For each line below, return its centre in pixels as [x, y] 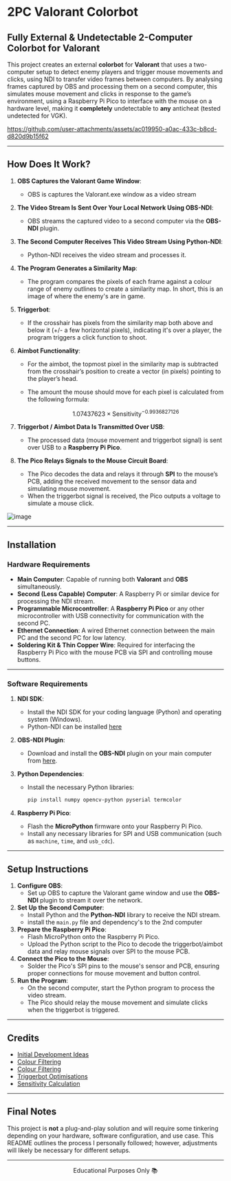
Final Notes [32, 1112]
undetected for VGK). [37, 115]
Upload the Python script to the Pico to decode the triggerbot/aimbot [125, 944]
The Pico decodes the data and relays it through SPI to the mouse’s [123, 474]
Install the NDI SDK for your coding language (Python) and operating [124, 712]
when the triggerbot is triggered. [74, 1010]
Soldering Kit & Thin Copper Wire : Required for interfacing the [106, 645]
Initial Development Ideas [53, 1054]
